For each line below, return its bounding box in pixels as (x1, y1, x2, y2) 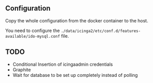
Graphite (12, 66, 32, 73)
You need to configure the (5, 27, 60, 34)
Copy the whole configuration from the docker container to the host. (5, 17, 148, 23)
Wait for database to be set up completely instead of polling (12, 72, 138, 78)
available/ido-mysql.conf (5, 34, 60, 39)
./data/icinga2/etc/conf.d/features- (60, 28, 141, 34)
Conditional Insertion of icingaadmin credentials (12, 61, 113, 67)
